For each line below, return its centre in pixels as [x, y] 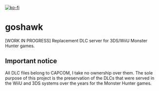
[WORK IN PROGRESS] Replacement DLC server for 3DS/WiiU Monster [76, 40]
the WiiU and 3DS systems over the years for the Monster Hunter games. [79, 83]
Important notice [31, 61]
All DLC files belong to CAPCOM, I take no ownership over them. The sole [79, 73]
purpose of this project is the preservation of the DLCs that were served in [80, 78]
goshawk [24, 27]
